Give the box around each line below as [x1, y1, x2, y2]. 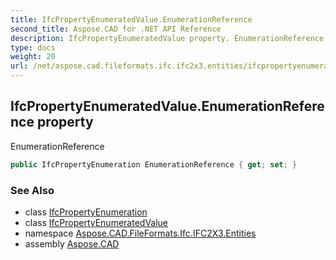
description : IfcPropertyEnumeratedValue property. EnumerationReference [10, 33, 325, 43]
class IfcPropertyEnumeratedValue [24, 216, 169, 228]
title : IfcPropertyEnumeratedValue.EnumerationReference [10, 14, 253, 25]
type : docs [10, 42, 56, 53]
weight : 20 [10, 52, 56, 62]
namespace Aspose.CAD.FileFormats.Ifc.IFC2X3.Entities [24, 227, 257, 239]
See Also [10, 183, 55, 197]
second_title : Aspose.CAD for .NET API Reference [10, 24, 222, 34]
